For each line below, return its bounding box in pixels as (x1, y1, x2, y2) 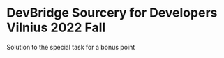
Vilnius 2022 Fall (6, 20, 106, 36)
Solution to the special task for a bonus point (6, 43, 135, 51)
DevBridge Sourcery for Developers (6, 5, 218, 21)
